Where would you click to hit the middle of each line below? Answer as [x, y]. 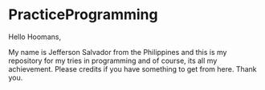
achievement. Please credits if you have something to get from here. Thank [132, 68]
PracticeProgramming [83, 15]
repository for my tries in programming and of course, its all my [113, 61]
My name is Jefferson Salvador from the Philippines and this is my [118, 52]
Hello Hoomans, [35, 37]
